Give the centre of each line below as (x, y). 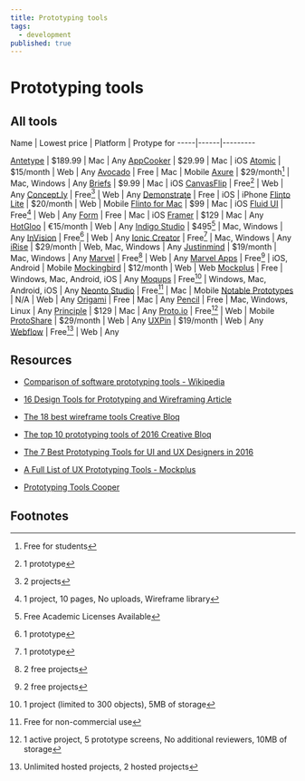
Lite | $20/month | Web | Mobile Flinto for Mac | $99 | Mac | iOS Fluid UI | (147, 204)
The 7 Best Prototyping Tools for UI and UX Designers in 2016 (138, 452)
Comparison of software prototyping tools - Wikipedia (124, 382)
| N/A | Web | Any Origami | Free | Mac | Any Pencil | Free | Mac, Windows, (149, 299)
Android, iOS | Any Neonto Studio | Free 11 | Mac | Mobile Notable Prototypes (152, 289)
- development (45, 34)
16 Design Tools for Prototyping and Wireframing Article (127, 399)
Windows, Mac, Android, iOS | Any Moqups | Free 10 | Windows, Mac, (138, 278)
